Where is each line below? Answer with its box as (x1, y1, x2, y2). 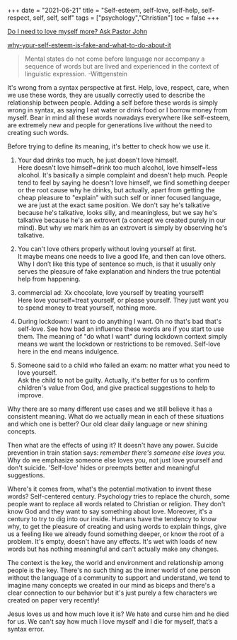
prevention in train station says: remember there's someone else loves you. (7, 448, 226, 457)
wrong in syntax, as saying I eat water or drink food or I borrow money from (7, 106, 228, 114)
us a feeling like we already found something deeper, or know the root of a (7, 530, 224, 538)
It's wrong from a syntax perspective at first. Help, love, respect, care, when (7, 83, 229, 91)
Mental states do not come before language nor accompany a (24, 54, 205, 63)
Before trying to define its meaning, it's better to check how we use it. (7, 142, 211, 151)
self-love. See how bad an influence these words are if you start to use (17, 325, 224, 333)
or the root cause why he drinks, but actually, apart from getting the (17, 186, 216, 194)
